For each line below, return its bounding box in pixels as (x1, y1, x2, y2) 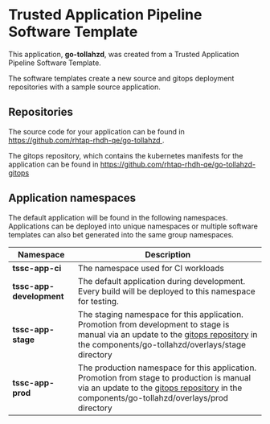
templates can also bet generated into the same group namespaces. (8, 229, 235, 239)
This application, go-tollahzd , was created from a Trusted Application (8, 49, 239, 59)
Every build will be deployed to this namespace (77, 286, 256, 297)
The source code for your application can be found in (8, 126, 185, 136)
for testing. (77, 295, 119, 307)
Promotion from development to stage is (77, 319, 230, 330)
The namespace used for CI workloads (77, 262, 225, 274)
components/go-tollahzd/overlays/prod (77, 392, 229, 403)
